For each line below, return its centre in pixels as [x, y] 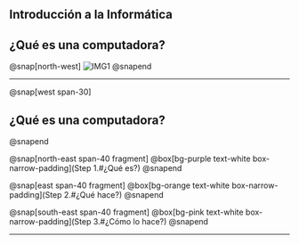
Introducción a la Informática [91, 15]
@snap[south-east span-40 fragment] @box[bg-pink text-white [126, 212]
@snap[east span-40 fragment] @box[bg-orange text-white [120, 185]
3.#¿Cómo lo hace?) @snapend [151, 222]
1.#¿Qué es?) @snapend [137, 168]
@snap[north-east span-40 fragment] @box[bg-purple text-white [130, 159]
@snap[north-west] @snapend [81, 67]
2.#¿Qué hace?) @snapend [114, 195]
